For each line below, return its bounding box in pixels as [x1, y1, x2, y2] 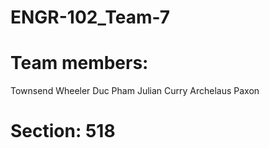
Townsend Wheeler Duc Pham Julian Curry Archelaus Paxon [10, 85, 260, 97]
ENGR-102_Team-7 [10, 6, 171, 29]
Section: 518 [10, 120, 116, 143]
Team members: [10, 52, 149, 75]
